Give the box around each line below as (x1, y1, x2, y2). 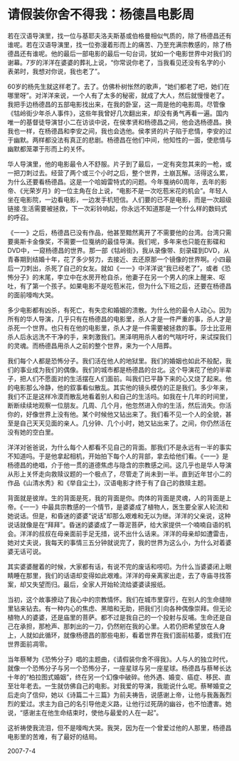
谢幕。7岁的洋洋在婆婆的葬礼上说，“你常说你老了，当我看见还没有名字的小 (7, 58, 226, 66)
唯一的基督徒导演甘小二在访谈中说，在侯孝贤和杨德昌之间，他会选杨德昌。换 (7, 118, 232, 126)
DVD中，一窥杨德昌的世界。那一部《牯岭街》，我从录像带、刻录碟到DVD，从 (7, 246, 230, 254)
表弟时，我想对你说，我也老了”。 (7, 67, 105, 76)
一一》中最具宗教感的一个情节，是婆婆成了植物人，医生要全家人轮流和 (22, 502, 229, 511)
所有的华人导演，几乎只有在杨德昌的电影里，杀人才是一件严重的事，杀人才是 (7, 314, 232, 323)
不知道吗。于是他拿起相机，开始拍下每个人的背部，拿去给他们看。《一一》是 (7, 452, 229, 460)
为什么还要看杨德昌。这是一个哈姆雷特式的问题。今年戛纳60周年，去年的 (7, 177, 221, 186)
